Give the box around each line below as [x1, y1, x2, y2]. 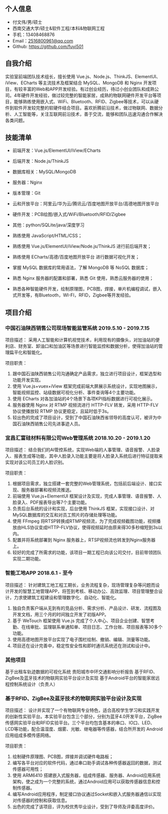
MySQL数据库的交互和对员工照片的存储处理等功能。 [12, 512, 120, 518]
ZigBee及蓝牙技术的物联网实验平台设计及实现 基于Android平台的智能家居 [5, 675, 156, 681]
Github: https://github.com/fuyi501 [12, 43, 83, 49]
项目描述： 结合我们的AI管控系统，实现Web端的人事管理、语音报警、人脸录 [5, 447, 160, 453]
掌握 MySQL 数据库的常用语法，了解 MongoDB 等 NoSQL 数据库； [12, 264, 149, 270]
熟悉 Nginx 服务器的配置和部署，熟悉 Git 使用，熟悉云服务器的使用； [12, 275, 154, 282]
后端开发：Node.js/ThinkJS [12, 158, 69, 164]
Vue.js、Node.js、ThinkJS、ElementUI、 [76, 73, 161, 79]
